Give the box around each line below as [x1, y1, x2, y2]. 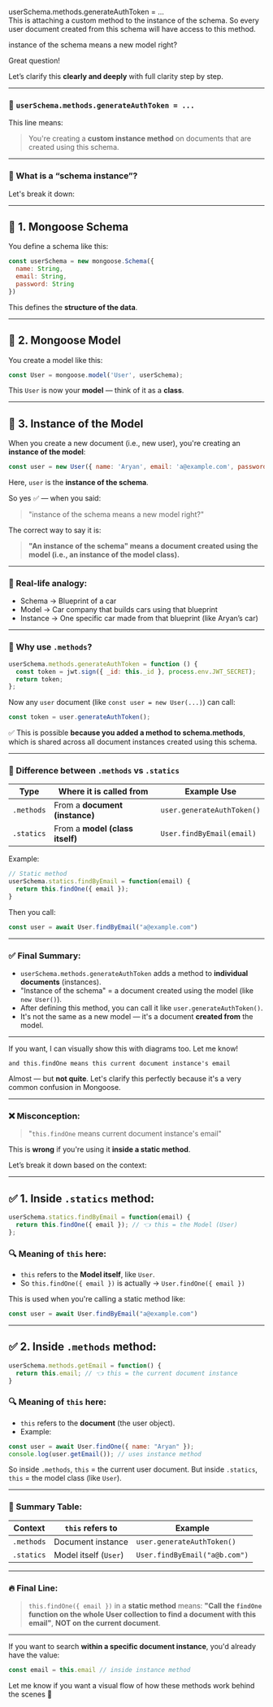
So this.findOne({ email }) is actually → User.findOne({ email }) [19, 1278, 245, 1289]
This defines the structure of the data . [8, 302, 138, 312]
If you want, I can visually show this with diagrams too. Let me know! [8, 1044, 238, 1053]
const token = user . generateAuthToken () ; [8, 713, 151, 721]
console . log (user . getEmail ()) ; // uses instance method [8, 1450, 201, 1458]
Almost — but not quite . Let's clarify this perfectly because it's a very [8, 1074, 242, 1083]
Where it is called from [58, 786, 149, 797]
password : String [15, 280, 75, 288]
